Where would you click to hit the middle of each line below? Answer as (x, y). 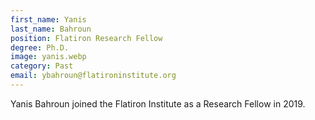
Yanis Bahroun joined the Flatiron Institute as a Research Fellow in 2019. (158, 103)
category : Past (42, 66)
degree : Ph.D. (40, 47)
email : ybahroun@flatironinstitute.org (93, 76)
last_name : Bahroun (51, 29)
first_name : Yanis (48, 19)
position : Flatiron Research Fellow (86, 38)
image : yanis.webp (48, 57)
